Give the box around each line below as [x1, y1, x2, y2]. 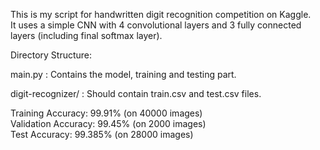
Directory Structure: [10, 49, 93, 61]
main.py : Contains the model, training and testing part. [10, 69, 237, 80]
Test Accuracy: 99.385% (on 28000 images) [10, 129, 194, 140]
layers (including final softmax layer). [10, 30, 163, 41]
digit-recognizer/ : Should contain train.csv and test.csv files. [10, 88, 262, 99]
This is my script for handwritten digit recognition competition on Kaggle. [10, 9, 312, 20]
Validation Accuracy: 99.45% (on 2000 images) [10, 118, 207, 129]
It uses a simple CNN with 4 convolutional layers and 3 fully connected [10, 19, 302, 31]
